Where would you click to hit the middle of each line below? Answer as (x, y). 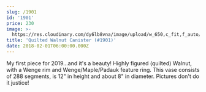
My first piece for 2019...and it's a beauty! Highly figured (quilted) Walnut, (99, 63)
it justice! (18, 82)
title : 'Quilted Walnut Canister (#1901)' (61, 40)
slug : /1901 (21, 12)
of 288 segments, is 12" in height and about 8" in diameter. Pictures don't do (103, 76)
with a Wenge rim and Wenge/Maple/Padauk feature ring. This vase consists (103, 69)
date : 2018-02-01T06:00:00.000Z (48, 46)
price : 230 (20, 23)
